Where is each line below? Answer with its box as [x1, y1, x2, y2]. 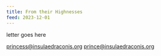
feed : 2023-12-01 [6, 14, 50, 20]
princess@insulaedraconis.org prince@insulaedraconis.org [6, 43, 155, 50]
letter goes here [6, 31, 47, 38]
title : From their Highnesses [6, 8, 83, 15]
